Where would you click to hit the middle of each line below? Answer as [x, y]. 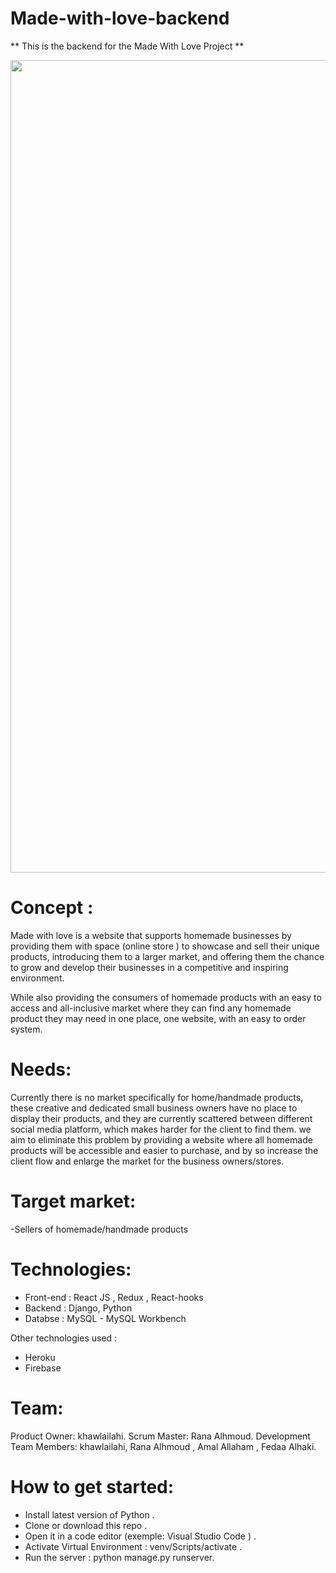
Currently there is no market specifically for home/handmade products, [157, 1097]
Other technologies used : [64, 1338]
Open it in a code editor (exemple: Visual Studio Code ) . [140, 1536]
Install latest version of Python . [89, 1514]
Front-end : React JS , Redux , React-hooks [114, 1297]
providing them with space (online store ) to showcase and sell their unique [165, 946]
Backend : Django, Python [78, 1308]
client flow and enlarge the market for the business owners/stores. [147, 1161]
